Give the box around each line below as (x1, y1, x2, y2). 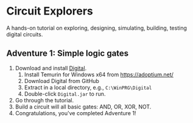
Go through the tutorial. (15, 96, 74, 104)
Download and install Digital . (15, 64, 87, 71)
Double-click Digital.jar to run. (24, 90, 106, 98)
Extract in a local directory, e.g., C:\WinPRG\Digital (24, 84, 152, 91)
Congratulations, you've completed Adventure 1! (15, 109, 136, 116)
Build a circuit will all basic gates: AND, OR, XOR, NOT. (15, 103, 152, 110)
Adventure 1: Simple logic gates (6, 48, 129, 59)
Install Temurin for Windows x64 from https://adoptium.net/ (24, 71, 174, 78)
